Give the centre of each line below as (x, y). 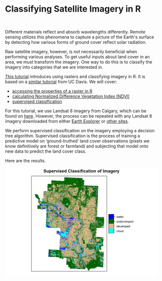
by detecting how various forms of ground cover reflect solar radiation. (76, 42)
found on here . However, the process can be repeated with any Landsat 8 (79, 116)
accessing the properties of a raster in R (52, 91)
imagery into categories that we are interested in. (54, 67)
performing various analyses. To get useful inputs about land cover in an (77, 56)
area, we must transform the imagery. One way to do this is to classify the (79, 62)
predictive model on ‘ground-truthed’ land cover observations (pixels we (77, 141)
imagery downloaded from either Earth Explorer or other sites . (67, 121)
